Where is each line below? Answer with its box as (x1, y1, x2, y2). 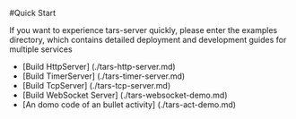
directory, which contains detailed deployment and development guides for (9, 35, 287, 45)
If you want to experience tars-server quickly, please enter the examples (9, 25, 278, 35)
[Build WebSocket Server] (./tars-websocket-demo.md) (22, 89, 228, 100)
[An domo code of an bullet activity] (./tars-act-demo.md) (22, 99, 236, 110)
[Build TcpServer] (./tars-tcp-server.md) (22, 81, 171, 90)
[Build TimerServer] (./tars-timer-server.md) (22, 71, 186, 81)
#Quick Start (9, 8, 57, 18)
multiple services (9, 44, 74, 55)
